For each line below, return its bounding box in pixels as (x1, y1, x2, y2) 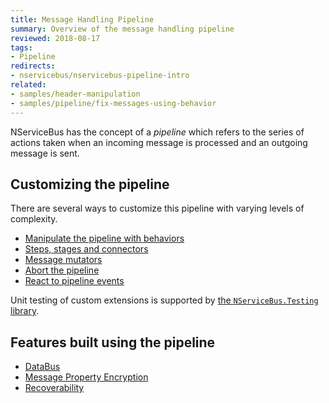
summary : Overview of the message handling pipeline (10, 24, 235, 34)
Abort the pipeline (24, 264, 100, 276)
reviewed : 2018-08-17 (10, 33, 101, 43)
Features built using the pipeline (10, 334, 216, 351)
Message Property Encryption (24, 371, 149, 383)
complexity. (10, 213, 58, 225)
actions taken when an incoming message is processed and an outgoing (10, 136, 308, 148)
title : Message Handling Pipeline (10, 14, 155, 25)
